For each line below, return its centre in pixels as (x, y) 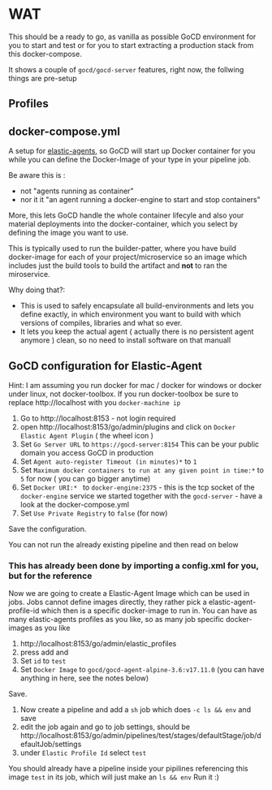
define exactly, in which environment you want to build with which (130, 314)
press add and (44, 652)
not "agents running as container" (77, 191)
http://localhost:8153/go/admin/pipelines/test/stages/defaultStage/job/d (140, 736)
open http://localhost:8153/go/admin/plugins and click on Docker (128, 426)
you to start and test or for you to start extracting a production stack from (131, 45)
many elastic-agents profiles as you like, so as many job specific (117, 619)
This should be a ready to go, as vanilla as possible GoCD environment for (132, 37)
